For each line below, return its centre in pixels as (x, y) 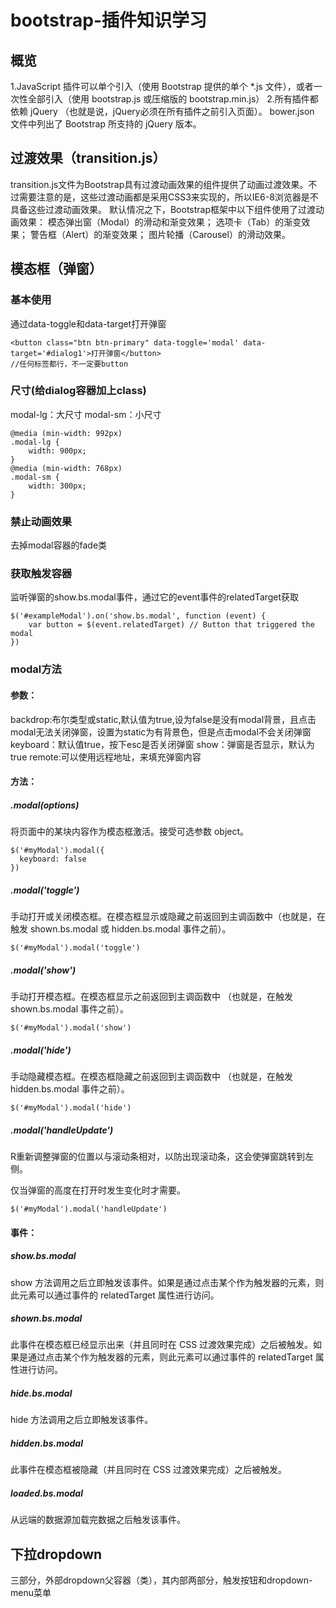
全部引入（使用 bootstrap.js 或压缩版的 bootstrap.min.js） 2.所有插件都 (173, 99)
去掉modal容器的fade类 (59, 545)
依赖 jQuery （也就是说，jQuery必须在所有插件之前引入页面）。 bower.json (162, 111)
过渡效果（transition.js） (88, 158)
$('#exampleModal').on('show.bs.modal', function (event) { (138, 616)
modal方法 (36, 669)
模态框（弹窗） (56, 269)
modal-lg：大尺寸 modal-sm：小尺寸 (86, 414)
